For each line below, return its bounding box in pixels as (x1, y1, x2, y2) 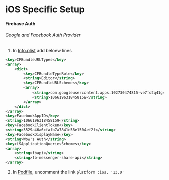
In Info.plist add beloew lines (12, 47, 72, 53)
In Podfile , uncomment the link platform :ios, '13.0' (12, 169, 125, 175)
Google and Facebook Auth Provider (5, 32, 81, 38)
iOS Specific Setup (5, 4, 86, 15)
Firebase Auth (5, 20, 36, 26)
